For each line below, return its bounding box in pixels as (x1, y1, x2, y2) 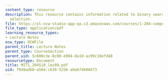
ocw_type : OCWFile (5, 40, 43, 45)
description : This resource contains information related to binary (5, 12, 151, 17)
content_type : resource (5, 7, 55, 12)
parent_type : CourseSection (5, 49, 64, 54)
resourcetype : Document (5, 58, 55, 63)
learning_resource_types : (5, 30, 59, 35)
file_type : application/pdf (5, 26, 64, 31)
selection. (9, 16, 32, 21)
